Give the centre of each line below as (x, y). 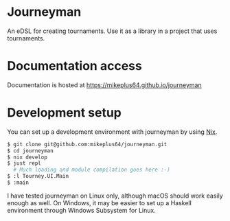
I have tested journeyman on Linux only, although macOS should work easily (115, 196)
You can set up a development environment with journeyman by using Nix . (112, 132)
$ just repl (24, 163)
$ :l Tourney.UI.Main (38, 176)
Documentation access (74, 66)
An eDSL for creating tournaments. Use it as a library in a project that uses (112, 31)
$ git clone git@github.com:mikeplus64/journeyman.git (87, 144)
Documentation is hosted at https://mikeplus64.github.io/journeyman (104, 85)
